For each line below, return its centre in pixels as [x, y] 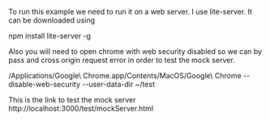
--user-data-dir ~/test [119, 84]
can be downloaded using [52, 20]
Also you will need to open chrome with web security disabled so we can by [135, 51]
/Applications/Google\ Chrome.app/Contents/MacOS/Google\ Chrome [125, 75]
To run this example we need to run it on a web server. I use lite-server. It [131, 12]
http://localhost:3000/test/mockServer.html [81, 108]
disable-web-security [45, 84]
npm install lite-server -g [50, 36]
